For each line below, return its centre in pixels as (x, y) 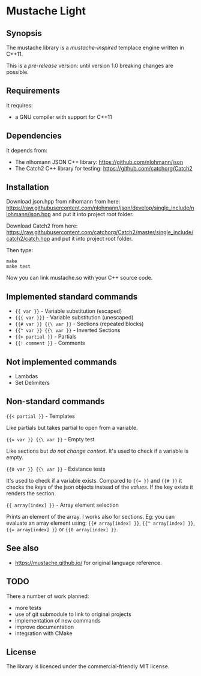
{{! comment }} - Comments (50, 343)
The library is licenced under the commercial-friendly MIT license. (88, 666)
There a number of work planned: (48, 596)
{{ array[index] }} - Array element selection (62, 505)
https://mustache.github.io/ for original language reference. (88, 563)
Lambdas (26, 376)
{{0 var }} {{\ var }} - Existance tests (56, 469)
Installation (28, 187)
